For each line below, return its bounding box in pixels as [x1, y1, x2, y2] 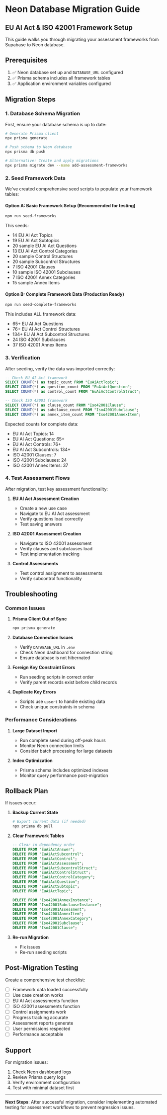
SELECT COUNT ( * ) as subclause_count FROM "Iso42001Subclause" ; [5, 407, 139, 412]
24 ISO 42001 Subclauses [12, 337, 66, 343]
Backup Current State [12, 809, 58, 816]
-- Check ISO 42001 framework [5, 398, 68, 403]
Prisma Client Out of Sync [12, 616, 67, 622]
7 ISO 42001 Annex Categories [12, 274, 76, 280]
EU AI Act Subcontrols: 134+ [12, 446, 71, 452]
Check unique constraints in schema [19, 704, 95, 710]
